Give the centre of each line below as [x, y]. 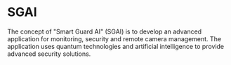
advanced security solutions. [49, 54]
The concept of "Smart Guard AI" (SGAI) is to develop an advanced [105, 31]
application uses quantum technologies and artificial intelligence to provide [116, 46]
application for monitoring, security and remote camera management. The [114, 38]
